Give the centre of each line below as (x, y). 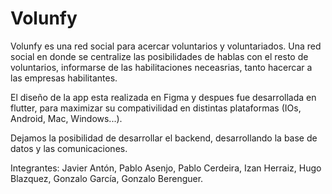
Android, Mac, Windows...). (66, 118)
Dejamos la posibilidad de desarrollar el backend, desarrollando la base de (164, 138)
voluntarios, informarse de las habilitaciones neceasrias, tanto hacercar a (161, 67)
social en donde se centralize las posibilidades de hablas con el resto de (159, 56)
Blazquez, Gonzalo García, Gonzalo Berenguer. (107, 178)
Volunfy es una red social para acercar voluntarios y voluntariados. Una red (166, 46)
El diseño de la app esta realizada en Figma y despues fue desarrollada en (163, 97)
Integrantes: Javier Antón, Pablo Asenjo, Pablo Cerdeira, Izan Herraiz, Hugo (166, 168)
